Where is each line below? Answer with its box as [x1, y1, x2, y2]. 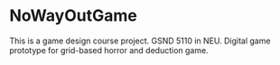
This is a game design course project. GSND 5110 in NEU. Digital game [9, 35, 271, 46]
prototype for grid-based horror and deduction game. [9, 44, 210, 55]
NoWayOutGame [9, 5, 137, 26]
